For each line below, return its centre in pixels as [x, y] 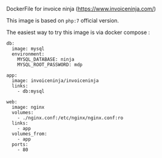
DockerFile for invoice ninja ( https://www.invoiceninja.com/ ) [81, 9]
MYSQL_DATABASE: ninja [46, 60]
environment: [28, 54]
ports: [20, 145]
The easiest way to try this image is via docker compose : [78, 32]
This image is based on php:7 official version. [63, 20]
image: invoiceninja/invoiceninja [55, 81]
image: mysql [28, 49]
